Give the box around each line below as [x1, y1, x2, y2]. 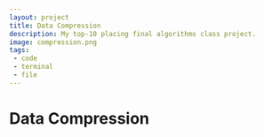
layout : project [9, 12, 69, 22]
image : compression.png [9, 37, 98, 47]
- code [12, 54, 38, 63]
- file [12, 71, 38, 80]
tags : [9, 46, 29, 55]
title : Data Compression [9, 21, 101, 30]
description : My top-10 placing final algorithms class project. [9, 29, 256, 38]
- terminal [12, 63, 53, 72]
